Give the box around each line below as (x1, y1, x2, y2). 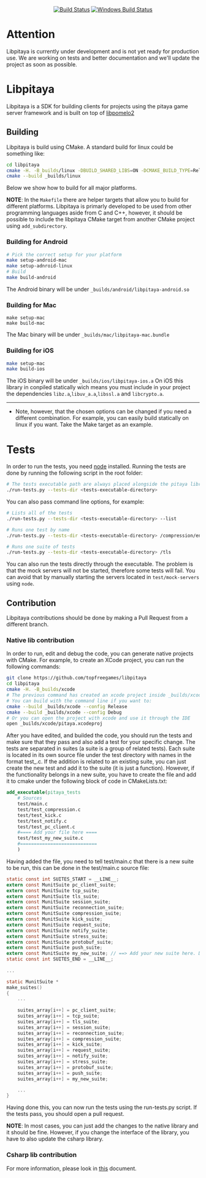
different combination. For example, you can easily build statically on (15, 414, 189, 422)
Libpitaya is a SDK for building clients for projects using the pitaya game (6, 102, 188, 110)
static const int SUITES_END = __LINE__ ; (6, 956, 114, 962)
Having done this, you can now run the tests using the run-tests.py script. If (6, 1104, 197, 1111)
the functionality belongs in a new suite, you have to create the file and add (6, 771, 196, 778)
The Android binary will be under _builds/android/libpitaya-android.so (6, 285, 190, 293)
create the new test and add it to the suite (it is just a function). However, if (6, 764, 195, 772)
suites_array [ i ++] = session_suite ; (17, 1024, 112, 1030)
